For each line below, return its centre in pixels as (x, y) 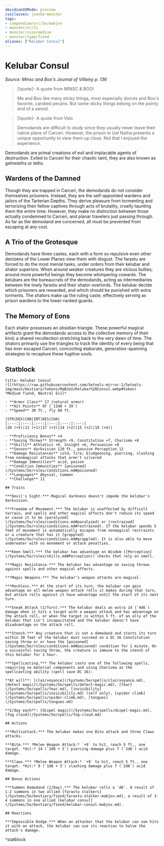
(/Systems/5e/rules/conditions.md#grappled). (52, 539)
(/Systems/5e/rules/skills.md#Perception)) (50, 556)
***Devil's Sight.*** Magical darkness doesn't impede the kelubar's (78, 496)
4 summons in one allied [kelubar (40, 800)
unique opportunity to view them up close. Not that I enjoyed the (82, 138)
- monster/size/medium (28, 32)
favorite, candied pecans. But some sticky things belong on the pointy (88, 103)
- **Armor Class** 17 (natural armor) (45, 402)
